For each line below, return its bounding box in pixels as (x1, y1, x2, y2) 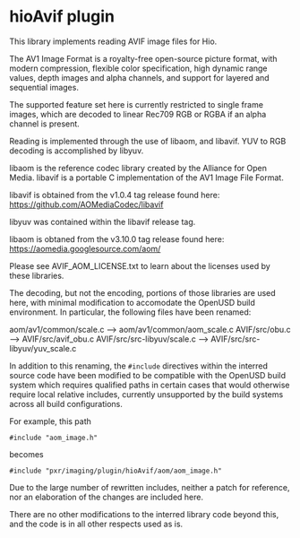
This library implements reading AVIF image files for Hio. (9, 36, 218, 47)
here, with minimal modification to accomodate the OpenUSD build (9, 297, 255, 308)
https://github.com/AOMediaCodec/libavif (9, 199, 164, 210)
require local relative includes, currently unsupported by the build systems (9, 388, 284, 400)
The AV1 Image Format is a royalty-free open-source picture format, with (9, 53, 278, 64)
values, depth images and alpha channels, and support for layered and (9, 72, 270, 82)
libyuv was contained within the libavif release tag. (9, 216, 196, 227)
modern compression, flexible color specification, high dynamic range (9, 63, 268, 74)
